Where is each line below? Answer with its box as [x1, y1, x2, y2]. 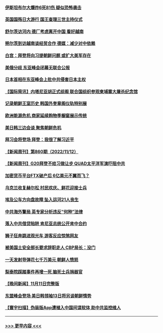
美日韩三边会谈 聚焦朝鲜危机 [5, 124, 62, 131]
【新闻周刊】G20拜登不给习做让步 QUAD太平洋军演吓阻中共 [5, 161, 125, 166]
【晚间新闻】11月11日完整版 [5, 281, 60, 286]
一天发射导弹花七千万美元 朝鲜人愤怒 [5, 257, 79, 263]
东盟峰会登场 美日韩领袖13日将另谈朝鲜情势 [5, 293, 92, 299]
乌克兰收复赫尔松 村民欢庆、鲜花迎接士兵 [5, 184, 87, 190]
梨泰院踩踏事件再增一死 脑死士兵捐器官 [5, 268, 83, 274]
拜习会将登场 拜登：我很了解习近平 [5, 136, 74, 143]
